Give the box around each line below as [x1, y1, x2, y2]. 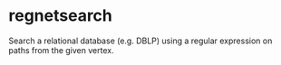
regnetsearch [8, 5, 112, 26]
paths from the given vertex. [8, 44, 114, 55]
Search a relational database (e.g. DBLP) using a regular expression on [8, 35, 273, 46]
